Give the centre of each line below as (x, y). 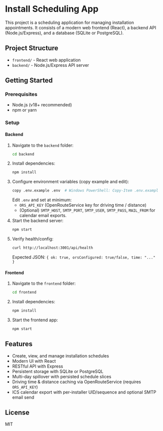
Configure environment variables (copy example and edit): (71, 182)
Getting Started (29, 81)
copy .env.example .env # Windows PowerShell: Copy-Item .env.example (86, 191)
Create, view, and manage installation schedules (61, 356)
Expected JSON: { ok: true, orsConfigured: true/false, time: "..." (84, 257)
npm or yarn (24, 110)
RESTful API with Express (37, 366)
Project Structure (32, 48)
